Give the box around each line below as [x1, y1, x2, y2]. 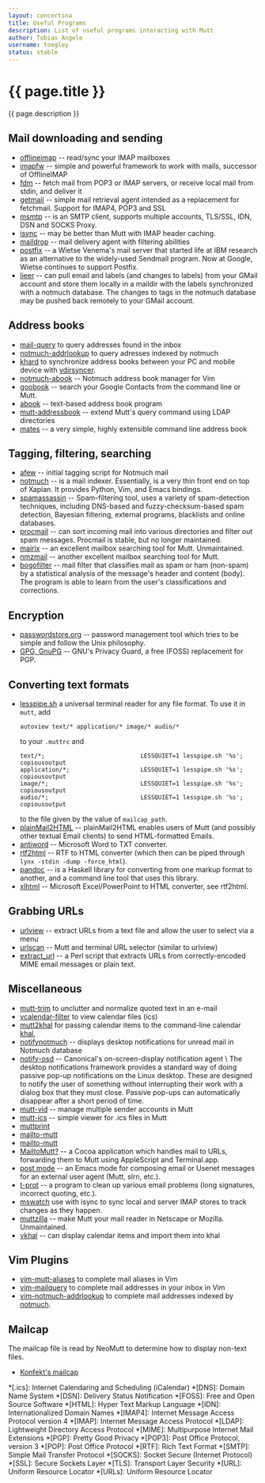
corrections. [19, 585, 59, 595]
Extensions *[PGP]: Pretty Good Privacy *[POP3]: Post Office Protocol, [8, 1433, 240, 1443]
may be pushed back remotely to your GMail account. [19, 295, 195, 305]
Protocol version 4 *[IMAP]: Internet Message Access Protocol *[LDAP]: [8, 1416, 244, 1426]
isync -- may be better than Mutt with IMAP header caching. [19, 228, 216, 238]
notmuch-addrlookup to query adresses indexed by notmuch [19, 348, 219, 357]
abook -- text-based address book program [19, 398, 162, 408]
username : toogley [8, 41, 69, 49]
